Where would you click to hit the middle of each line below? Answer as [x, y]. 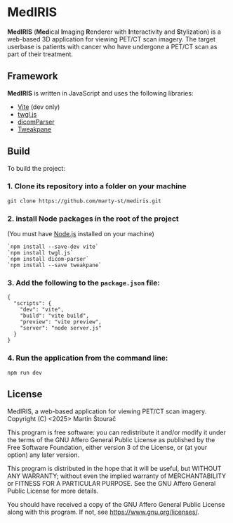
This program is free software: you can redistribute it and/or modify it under [116, 432]
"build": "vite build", [55, 316]
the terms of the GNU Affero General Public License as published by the [111, 439]
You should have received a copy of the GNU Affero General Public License [116, 504]
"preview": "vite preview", [61, 322]
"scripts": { [33, 304]
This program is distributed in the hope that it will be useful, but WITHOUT [114, 468]
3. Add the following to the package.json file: [84, 283]
